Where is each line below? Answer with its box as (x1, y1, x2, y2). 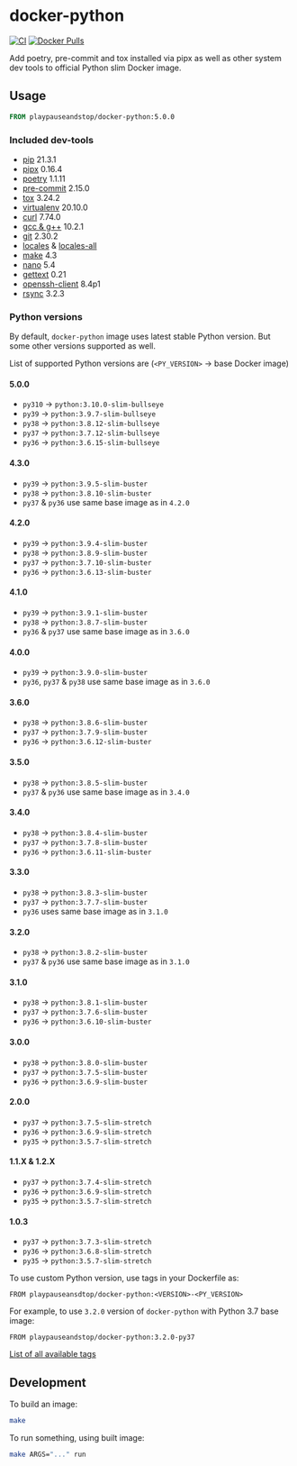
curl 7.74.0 (22, 211, 61, 222)
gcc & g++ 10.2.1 (22, 221, 84, 232)
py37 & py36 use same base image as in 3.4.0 (22, 786, 191, 797)
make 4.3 (22, 250, 58, 260)
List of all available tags (9, 1349, 96, 1360)
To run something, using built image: (9, 1432, 145, 1443)
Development (9, 1375, 87, 1390)
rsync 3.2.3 (22, 287, 65, 298)
